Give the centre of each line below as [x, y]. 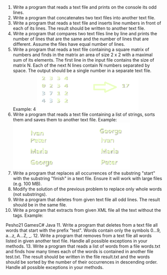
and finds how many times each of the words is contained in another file [80, 251]
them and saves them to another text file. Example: [65, 120]
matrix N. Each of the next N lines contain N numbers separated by [81, 65]
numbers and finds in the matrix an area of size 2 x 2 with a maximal [83, 55]
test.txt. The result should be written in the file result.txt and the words [78, 257]
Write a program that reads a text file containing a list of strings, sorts [84, 114]
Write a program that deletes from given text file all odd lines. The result [86, 199]
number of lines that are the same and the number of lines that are [81, 39]
